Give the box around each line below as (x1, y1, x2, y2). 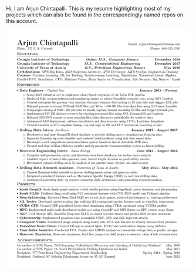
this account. (6, 18, 38, 24)
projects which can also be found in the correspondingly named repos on (6, 11, 184, 18)
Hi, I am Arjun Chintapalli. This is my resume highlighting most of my (6, 5, 171, 12)
